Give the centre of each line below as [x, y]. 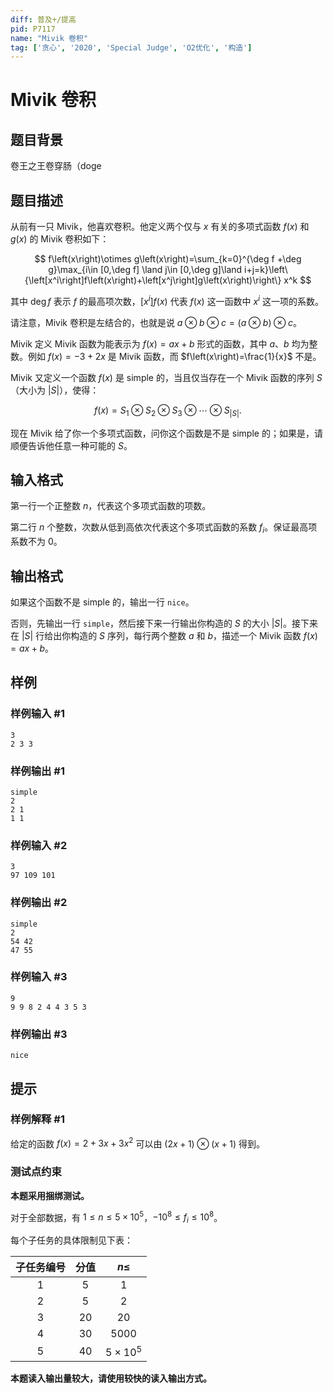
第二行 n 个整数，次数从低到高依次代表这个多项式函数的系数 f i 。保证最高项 [164, 528]
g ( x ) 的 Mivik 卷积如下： [60, 239]
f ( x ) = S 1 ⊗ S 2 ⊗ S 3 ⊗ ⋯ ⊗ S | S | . [168, 411]
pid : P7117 [33, 29]
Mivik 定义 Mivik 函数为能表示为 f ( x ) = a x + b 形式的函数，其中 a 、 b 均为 [160, 343]
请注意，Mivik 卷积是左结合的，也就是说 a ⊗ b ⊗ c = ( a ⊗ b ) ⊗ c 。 [156, 322]
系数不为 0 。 [36, 542]
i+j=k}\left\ [266, 270]
